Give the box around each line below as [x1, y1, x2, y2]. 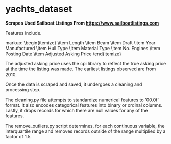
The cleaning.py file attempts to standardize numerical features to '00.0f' [5, 97, 159, 103]
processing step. [5, 86, 41, 92]
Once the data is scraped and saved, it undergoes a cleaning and [5, 81, 142, 87]
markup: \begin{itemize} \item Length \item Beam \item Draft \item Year [5, 39, 156, 46]
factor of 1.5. [5, 133, 32, 139]
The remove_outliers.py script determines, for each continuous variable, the [5, 123, 165, 129]
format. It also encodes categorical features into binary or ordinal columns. [5, 102, 163, 108]
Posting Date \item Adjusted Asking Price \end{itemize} [5, 51, 121, 57]
